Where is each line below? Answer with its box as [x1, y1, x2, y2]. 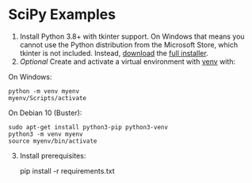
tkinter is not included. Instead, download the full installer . [19, 48, 208, 58]
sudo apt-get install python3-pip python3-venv [8, 123, 169, 131]
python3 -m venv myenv [8, 130, 83, 138]
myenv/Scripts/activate [8, 94, 87, 102]
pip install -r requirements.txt [19, 166, 115, 175]
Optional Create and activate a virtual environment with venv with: [19, 57, 236, 66]
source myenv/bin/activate [8, 136, 97, 145]
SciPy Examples [8, 6, 116, 24]
